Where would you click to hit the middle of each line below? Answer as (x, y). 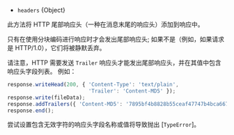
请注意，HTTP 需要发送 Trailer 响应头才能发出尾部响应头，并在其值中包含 (114, 63)
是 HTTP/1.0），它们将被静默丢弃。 (56, 48)
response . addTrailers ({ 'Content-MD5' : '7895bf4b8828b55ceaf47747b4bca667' (119, 104)
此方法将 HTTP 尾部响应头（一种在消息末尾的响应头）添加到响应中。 (106, 24)
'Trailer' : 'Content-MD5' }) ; (132, 91)
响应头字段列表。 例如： (42, 71)
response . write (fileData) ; (46, 97)
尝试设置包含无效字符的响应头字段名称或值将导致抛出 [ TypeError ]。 (104, 125)
